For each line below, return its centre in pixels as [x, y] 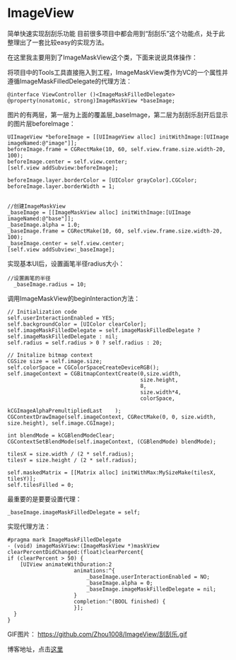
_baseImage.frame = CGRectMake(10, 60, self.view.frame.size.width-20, [115, 231]
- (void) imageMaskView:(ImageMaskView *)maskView [83, 546]
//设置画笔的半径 [29, 278]
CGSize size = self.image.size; [55, 361]
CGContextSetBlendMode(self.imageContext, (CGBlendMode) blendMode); [112, 442]
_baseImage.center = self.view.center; [66, 243]
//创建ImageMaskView [36, 206]
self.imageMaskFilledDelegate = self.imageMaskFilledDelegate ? [104, 330]
